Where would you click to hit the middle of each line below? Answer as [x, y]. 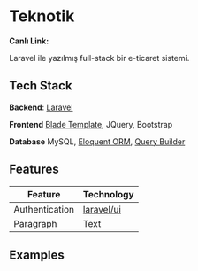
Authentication [44, 209]
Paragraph [35, 223]
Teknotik [42, 16]
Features [34, 170]
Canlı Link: [29, 41]
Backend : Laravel [41, 107]
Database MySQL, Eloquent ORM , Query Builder [97, 141]
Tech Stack [41, 86]
